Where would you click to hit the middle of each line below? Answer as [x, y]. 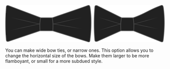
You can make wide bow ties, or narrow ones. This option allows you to [79, 50]
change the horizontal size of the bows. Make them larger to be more [77, 56]
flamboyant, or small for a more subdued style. [54, 61]
